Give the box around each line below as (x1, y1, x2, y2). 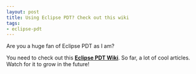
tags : (6, 20, 20, 26)
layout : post (6, 8, 40, 15)
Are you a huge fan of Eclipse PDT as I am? (6, 42, 114, 50)
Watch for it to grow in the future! (6, 61, 89, 68)
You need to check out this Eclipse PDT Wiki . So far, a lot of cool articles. (6, 54, 191, 61)
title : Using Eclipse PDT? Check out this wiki (6, 15, 130, 21)
